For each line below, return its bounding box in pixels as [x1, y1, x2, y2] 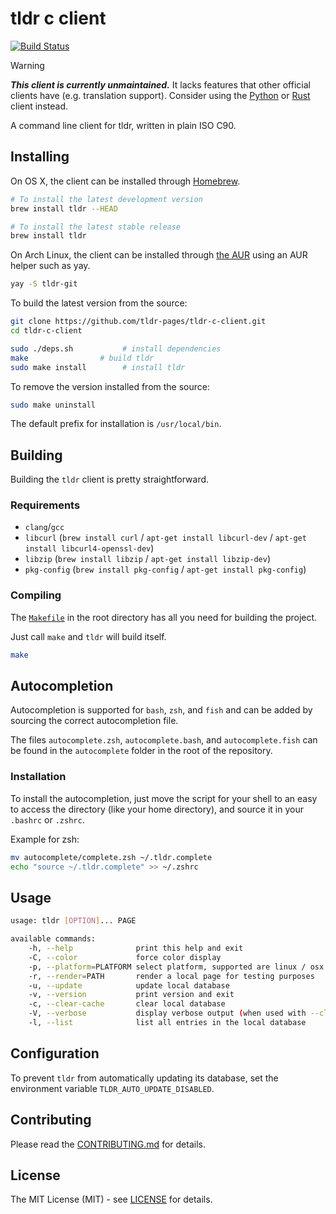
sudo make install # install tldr [10, 362, 186, 372]
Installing [10, 148, 70, 166]
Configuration [10, 1045, 100, 1062]
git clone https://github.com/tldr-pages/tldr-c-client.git [10, 317, 267, 327]
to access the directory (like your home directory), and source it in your [10, 803, 304, 815]
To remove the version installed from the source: [10, 380, 211, 392]
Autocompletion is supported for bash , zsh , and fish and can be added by [10, 704, 313, 716]
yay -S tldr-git [10, 279, 78, 289]
